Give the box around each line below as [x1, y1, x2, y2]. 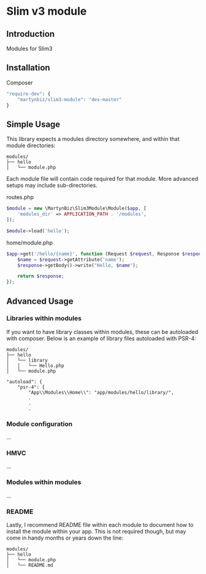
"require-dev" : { [6, 91, 51, 97]
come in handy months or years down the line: [6, 534, 124, 542]
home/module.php [6, 239, 53, 246]
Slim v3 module [6, 4, 87, 18]
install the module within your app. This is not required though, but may [6, 528, 186, 535]
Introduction [6, 29, 55, 39]
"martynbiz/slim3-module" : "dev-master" [17, 96, 122, 102]
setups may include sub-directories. [6, 182, 98, 189]
